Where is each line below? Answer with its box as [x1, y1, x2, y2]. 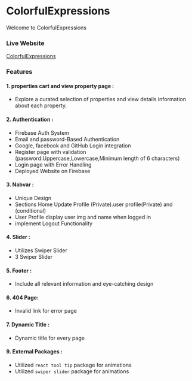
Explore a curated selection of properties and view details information [14, 96, 187, 103]
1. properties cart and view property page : [6, 82, 114, 89]
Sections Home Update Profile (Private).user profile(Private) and [14, 201, 173, 208]
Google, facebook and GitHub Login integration [14, 142, 131, 149]
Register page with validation [14, 148, 86, 155]
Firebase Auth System [14, 129, 70, 136]
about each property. [14, 102, 67, 109]
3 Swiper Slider [14, 253, 52, 260]
